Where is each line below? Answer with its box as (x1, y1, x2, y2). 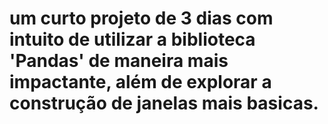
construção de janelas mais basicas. (9, 92, 319, 115)
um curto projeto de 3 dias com (9, 7, 274, 30)
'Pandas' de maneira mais (9, 50, 229, 72)
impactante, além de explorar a (9, 71, 272, 94)
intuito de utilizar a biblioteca (9, 28, 256, 51)
